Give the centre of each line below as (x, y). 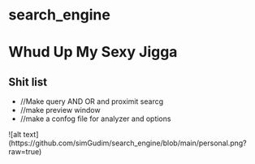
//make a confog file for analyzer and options (95, 119)
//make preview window (60, 110)
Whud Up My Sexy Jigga (93, 52)
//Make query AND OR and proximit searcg (92, 101)
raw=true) (25, 152)
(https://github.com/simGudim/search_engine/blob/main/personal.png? (127, 143)
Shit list (28, 82)
